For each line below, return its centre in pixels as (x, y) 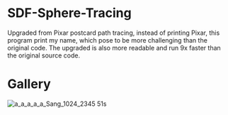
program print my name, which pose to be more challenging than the (107, 40)
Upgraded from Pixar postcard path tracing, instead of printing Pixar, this (114, 33)
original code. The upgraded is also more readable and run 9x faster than (114, 48)
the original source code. (44, 55)
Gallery (29, 84)
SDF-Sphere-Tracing (70, 13)
